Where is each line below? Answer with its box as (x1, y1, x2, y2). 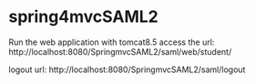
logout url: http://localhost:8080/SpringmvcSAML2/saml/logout (8, 64, 246, 75)
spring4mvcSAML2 (8, 6, 158, 27)
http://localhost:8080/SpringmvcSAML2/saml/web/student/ (8, 46, 232, 57)
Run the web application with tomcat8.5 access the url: (8, 37, 215, 47)
